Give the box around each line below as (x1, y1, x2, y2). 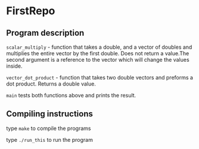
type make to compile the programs (6, 125, 91, 132)
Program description (6, 28, 85, 38)
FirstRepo (6, 4, 55, 18)
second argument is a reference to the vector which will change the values (6, 56, 189, 63)
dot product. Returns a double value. (6, 80, 97, 87)
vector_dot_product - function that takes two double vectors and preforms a (6, 74, 194, 81)
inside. (6, 62, 23, 69)
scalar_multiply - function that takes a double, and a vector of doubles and (6, 43, 192, 50)
